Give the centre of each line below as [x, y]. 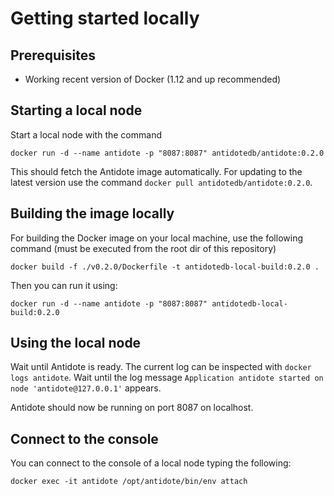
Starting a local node [76, 110]
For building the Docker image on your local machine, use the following [157, 238]
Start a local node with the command [86, 134]
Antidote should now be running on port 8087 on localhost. [132, 408]
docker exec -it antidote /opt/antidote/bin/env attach [129, 482]
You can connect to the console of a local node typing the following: [151, 463]
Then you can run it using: [64, 285]
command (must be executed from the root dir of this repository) [143, 248]
